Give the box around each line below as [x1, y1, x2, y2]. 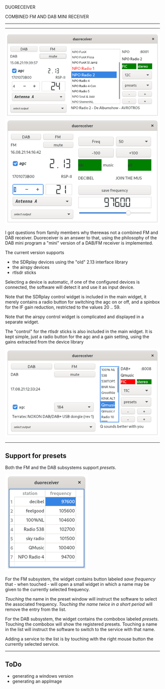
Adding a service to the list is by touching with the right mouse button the [5, 636, 154, 642]
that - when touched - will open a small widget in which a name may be [5, 581, 150, 587]
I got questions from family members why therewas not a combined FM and [5, 230, 159, 235]
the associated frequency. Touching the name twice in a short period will [5, 602, 153, 607]
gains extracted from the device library [5, 339, 84, 344]
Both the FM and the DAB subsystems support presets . [5, 464, 116, 471]
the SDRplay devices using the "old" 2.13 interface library [12, 259, 128, 265]
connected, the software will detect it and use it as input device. [5, 284, 135, 290]
